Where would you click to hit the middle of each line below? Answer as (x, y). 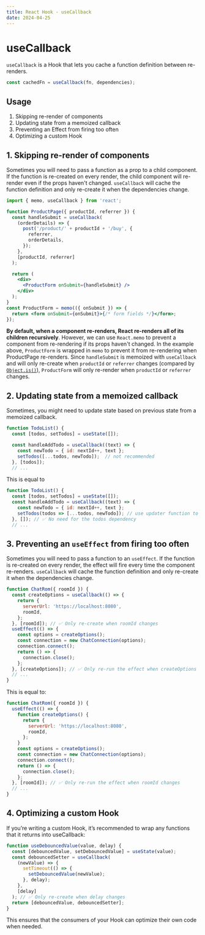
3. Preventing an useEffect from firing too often (98, 544)
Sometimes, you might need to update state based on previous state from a (102, 411)
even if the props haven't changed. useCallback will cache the (102, 183)
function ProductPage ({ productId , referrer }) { (71, 212)
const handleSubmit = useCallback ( (57, 217)
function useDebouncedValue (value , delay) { (64, 846)
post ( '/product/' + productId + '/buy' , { (77, 229)
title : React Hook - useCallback (49, 12)
